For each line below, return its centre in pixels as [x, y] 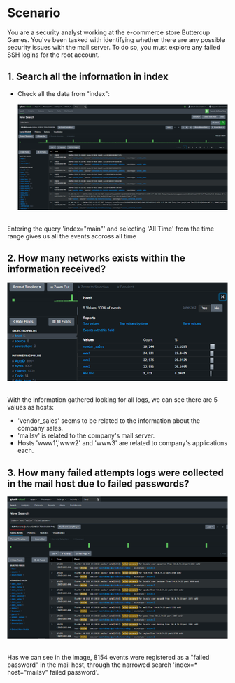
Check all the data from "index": [64, 93]
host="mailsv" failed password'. [53, 672]
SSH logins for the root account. [54, 55]
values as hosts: [30, 407]
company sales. [40, 428]
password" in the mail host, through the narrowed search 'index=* [102, 665]
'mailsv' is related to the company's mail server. [86, 435]
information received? [57, 269]
